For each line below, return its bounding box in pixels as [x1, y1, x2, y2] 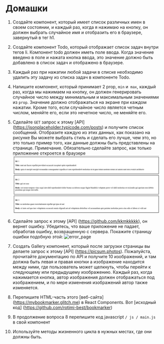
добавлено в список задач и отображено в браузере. [12, 60, 124, 65]
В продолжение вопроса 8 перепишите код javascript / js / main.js [12, 314, 156, 320]
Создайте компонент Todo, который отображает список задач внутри [12, 44, 159, 50]
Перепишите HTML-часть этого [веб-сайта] [12, 294, 104, 300]
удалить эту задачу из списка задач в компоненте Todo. [12, 74, 130, 80]
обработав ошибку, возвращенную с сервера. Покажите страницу [12, 229, 152, 235]
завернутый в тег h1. [12, 35, 55, 40]
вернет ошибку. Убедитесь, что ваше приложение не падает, [12, 223, 140, 229]
